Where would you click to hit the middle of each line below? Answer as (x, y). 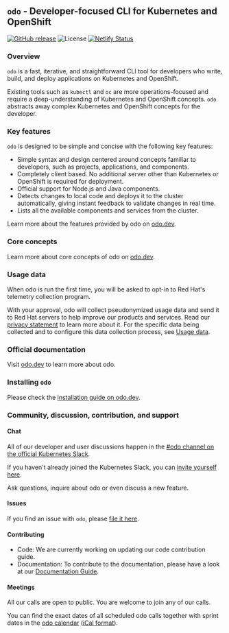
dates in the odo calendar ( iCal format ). (63, 623)
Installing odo (29, 382)
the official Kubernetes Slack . (49, 454)
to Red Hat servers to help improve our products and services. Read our (109, 317)
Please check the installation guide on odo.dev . (74, 397)
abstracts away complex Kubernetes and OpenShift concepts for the (104, 106)
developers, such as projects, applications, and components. (103, 167)
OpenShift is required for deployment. (70, 182)
